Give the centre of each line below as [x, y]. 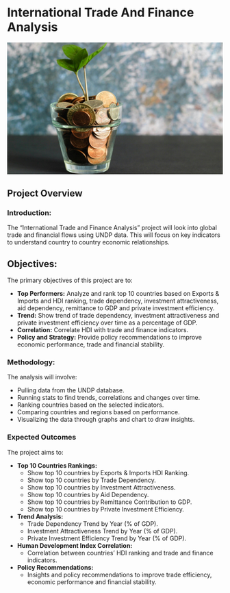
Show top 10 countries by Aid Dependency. [88, 494]
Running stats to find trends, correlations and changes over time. [108, 398]
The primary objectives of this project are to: [70, 280]
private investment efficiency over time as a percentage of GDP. [107, 323]
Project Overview [45, 193]
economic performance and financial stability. [92, 582]
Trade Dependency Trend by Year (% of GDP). [93, 523]
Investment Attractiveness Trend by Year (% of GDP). [102, 531]
